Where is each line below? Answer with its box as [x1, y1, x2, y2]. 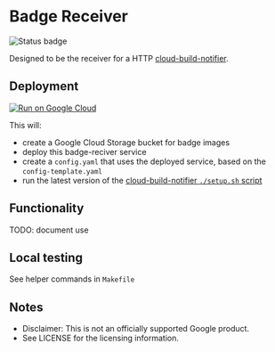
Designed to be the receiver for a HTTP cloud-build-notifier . [9, 53, 229, 63]
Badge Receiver [9, 6, 129, 27]
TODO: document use [9, 225, 89, 235]
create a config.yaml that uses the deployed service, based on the [21, 156, 267, 167]
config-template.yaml [21, 167, 102, 176]
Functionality [9, 201, 85, 216]
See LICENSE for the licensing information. [21, 332, 180, 344]
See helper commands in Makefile [9, 274, 135, 284]
